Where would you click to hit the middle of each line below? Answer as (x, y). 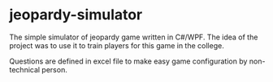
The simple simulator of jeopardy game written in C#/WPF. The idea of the (134, 37)
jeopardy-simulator (76, 15)
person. (54, 69)
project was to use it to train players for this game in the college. (117, 45)
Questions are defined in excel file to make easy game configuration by (128, 61)
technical (24, 69)
